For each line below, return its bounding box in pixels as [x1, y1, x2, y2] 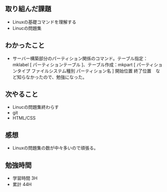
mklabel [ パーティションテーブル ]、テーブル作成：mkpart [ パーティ [12, 61, 154, 67]
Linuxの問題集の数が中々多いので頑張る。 [12, 145, 98, 151]
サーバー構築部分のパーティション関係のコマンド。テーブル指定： [12, 55, 148, 61]
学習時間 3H [12, 175, 37, 181]
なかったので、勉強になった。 [25, 74, 87, 80]
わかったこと [5, 41, 45, 50]
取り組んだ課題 [5, 4, 51, 13]
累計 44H [12, 182, 32, 188]
